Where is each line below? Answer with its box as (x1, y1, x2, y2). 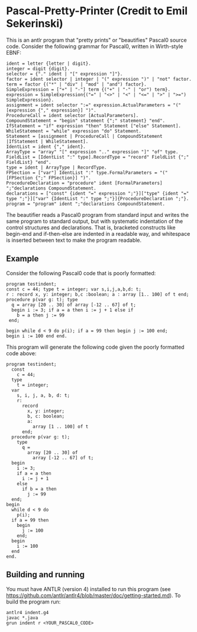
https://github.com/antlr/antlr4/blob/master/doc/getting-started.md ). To (6, 592, 181, 599)
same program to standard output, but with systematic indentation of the (6, 217, 183, 225)
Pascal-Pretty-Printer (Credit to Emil (6, 4, 188, 18)
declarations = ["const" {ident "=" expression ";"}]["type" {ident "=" (6, 190, 189, 197)
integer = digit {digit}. (6, 65, 70, 72)
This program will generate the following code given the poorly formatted (6, 343, 185, 350)
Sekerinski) (6, 17, 63, 30)
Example (6, 254, 39, 264)
